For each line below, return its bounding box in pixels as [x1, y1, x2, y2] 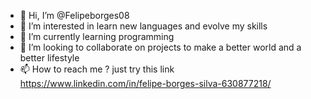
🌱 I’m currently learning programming [19, 31, 175, 42]
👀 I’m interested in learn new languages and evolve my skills [19, 20, 268, 32]
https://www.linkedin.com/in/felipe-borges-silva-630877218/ [19, 78, 272, 89]
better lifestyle [19, 52, 80, 64]
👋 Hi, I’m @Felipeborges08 [19, 10, 130, 21]
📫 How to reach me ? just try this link [19, 63, 175, 75]
